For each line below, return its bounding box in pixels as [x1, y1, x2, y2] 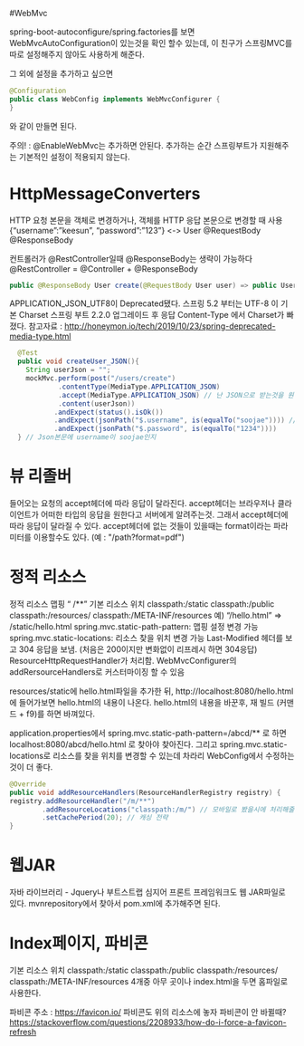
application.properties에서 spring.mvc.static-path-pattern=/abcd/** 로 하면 [9, 727, 287, 738]
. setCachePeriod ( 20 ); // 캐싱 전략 [42, 813, 169, 822]
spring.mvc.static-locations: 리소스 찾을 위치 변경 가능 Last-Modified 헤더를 [9, 632, 283, 643]
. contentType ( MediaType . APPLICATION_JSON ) [57, 382, 221, 391]
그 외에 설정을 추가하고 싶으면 [9, 68, 114, 79]
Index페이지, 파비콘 [9, 933, 148, 954]
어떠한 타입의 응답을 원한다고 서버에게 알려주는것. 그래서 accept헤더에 [40, 509, 289, 520]
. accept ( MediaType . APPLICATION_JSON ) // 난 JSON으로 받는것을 [57, 390, 284, 399]
